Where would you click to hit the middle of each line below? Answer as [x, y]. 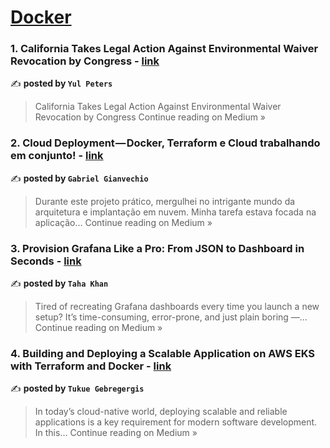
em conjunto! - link [57, 156]
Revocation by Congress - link [85, 61]
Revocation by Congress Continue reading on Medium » [150, 117]
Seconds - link [46, 261]
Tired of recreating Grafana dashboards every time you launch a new [177, 307]
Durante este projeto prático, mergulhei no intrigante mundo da [165, 201]
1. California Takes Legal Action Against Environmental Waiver [164, 49]
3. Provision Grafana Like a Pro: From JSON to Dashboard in [157, 248]
